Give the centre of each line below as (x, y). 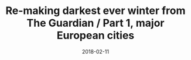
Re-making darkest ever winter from (95, 11)
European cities (95, 36)
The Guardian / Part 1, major (95, 23)
